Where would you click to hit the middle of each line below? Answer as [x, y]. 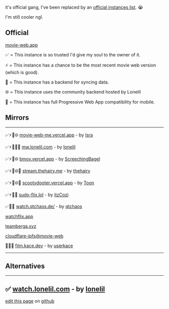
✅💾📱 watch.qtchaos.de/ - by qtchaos [44, 206]
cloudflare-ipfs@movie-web [34, 236]
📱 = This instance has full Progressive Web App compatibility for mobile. [80, 102]
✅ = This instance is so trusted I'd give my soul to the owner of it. [73, 54]
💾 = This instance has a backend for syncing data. [57, 82]
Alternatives [25, 266]
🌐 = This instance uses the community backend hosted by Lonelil [73, 92]
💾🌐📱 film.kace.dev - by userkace [39, 246]
